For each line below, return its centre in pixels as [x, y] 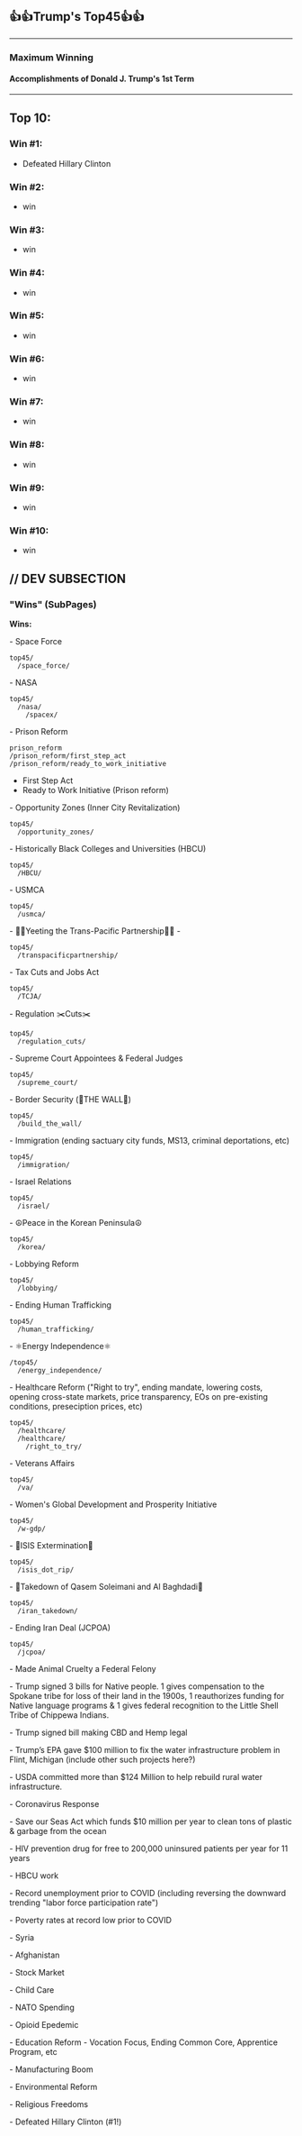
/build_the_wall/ [50, 1123]
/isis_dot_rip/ [46, 1570]
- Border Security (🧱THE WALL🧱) [71, 1099]
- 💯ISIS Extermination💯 [52, 1545]
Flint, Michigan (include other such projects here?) [102, 1759]
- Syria [22, 1937]
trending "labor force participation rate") [84, 1903]
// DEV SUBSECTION [68, 578]
